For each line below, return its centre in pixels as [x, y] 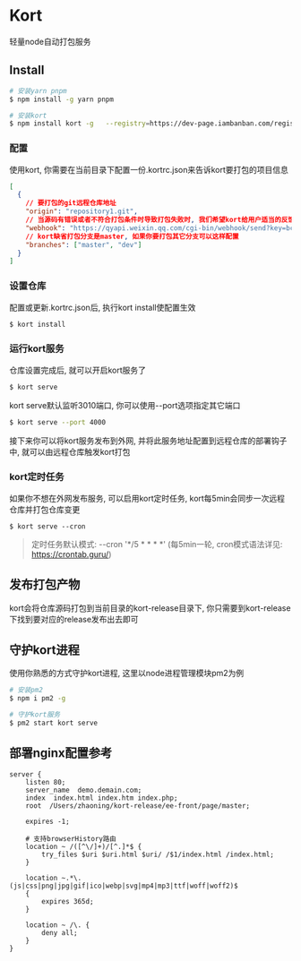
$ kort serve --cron [48, 526]
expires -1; [47, 821]
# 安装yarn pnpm [38, 90]
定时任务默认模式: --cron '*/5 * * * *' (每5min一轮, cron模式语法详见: [157, 544]
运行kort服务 [37, 348]
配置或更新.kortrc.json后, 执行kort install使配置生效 [103, 307]
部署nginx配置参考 [61, 753]
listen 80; [46, 782]
